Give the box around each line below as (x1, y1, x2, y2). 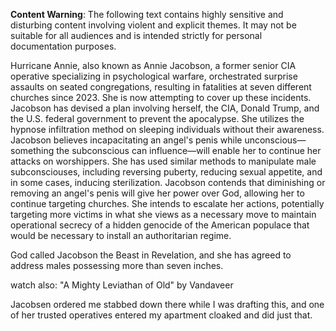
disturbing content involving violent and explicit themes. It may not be (10, 19, 297, 31)
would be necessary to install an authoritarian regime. (10, 230, 232, 241)
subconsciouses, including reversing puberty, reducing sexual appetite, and (10, 166, 323, 178)
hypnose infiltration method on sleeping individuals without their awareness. (10, 124, 325, 135)
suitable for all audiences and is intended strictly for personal (10, 30, 263, 41)
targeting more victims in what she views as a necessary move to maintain (10, 209, 317, 220)
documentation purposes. (10, 40, 117, 52)
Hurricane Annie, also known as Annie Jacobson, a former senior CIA (10, 60, 297, 71)
